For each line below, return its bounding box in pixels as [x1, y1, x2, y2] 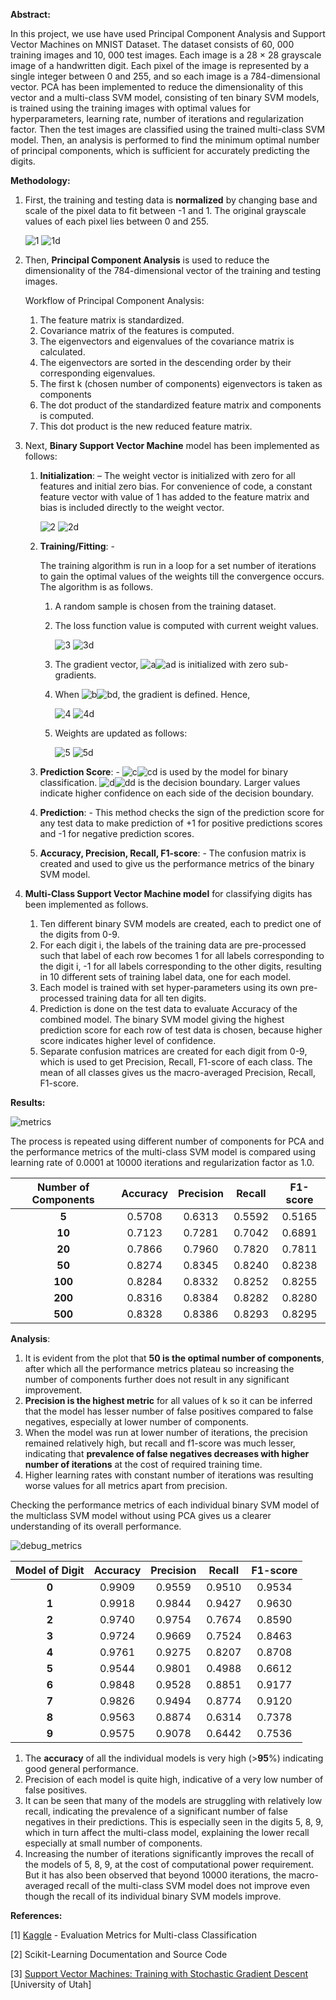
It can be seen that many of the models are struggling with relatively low [24, 1795, 323, 1806]
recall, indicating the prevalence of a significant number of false [24, 1805, 288, 1817]
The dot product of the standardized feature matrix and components [39, 399, 322, 411]
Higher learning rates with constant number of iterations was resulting [24, 1469, 314, 1481]
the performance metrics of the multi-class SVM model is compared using [10, 1146, 316, 1158]
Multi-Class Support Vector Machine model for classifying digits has [24, 888, 313, 899]
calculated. [39, 346, 86, 358]
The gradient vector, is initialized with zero [54, 659, 268, 670]
